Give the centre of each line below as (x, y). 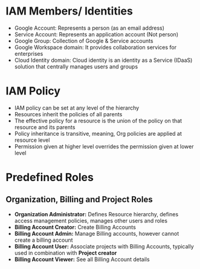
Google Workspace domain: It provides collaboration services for (95, 47)
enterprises (29, 53)
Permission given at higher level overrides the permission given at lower (104, 146)
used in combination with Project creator (66, 253)
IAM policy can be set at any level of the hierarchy (77, 108)
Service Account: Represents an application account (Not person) (96, 34)
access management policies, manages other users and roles (91, 221)
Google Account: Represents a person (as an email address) (89, 28)
